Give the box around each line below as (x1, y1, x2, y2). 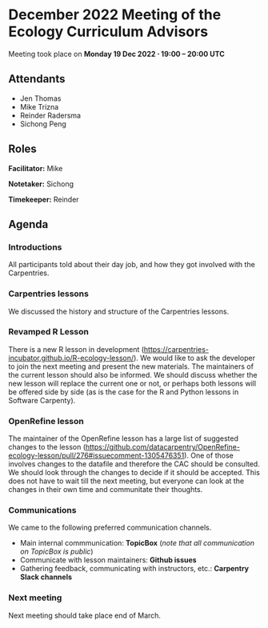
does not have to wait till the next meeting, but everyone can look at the (8, 476, 245, 486)
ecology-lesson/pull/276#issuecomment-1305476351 (8, 450, 185, 461)
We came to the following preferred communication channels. (8, 522, 212, 533)
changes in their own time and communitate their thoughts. (8, 485, 203, 494)
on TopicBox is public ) (19, 546, 94, 557)
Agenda (8, 218, 49, 231)
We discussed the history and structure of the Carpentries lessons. (8, 306, 230, 316)
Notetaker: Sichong (8, 178, 74, 189)
